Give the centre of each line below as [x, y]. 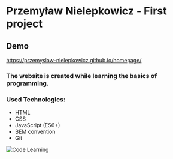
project [25, 24]
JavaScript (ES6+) [37, 125]
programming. [28, 83]
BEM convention [35, 132]
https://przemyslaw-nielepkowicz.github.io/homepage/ [74, 60]
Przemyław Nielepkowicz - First [86, 11]
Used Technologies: [36, 99]
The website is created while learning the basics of [82, 76]
